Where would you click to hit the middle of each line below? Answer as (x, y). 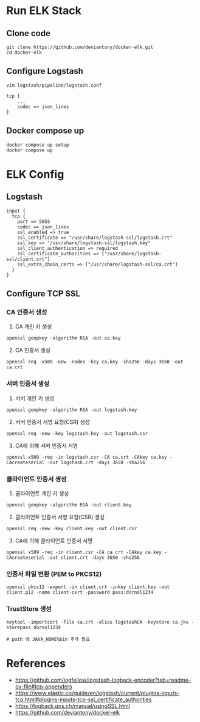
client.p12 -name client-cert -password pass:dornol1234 (80, 593)
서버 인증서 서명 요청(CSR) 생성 (52, 421)
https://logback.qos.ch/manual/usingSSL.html (73, 706)
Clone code (28, 33)
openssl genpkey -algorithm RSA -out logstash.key (72, 410)
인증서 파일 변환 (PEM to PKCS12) (54, 574)
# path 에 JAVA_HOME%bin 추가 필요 (48, 639)
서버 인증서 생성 (28, 384)
